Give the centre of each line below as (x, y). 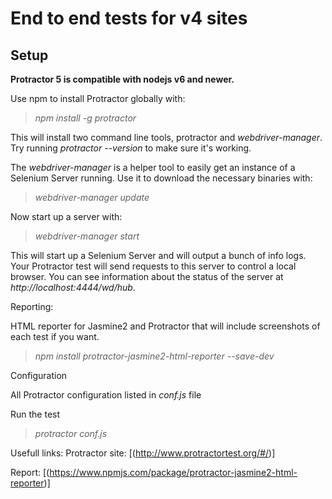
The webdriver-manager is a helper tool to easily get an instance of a (153, 167)
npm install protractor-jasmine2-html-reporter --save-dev (154, 356)
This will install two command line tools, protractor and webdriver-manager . (166, 137)
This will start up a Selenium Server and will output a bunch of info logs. (158, 255)
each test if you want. (55, 336)
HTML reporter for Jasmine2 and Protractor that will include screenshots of (165, 326)
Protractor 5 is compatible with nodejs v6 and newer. (122, 79)
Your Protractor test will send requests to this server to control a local (153, 266)
